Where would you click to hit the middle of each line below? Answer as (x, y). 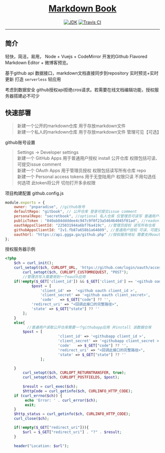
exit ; (30, 405)
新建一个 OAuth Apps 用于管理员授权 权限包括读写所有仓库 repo (82, 170)
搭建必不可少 (27, 96)
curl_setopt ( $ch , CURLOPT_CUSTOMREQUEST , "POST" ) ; (76, 272)
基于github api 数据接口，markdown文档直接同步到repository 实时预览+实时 (82, 73)
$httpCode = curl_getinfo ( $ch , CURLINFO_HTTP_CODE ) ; (78, 391)
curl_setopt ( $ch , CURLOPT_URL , (46, 268)
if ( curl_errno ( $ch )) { (38, 396)
